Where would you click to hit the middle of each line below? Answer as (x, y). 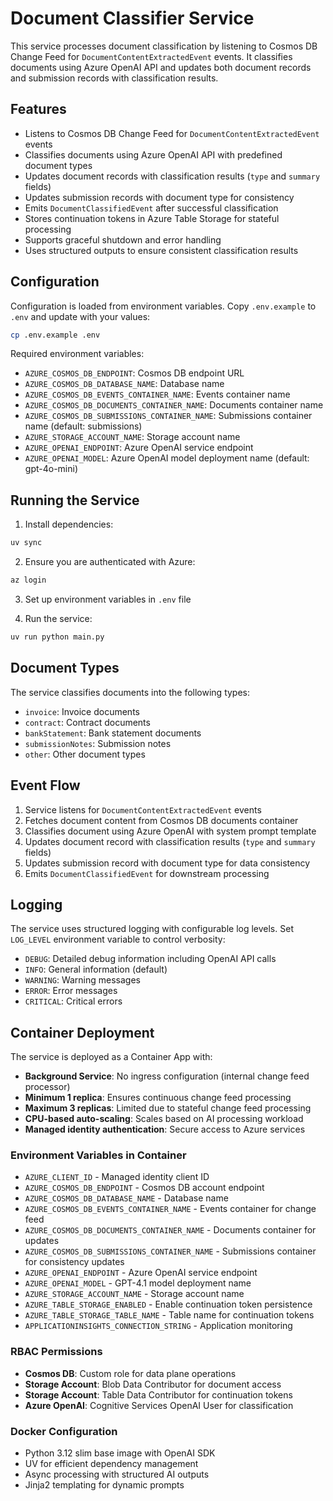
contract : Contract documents (87, 722)
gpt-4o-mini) (51, 469)
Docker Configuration (64, 1431)
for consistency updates (74, 1262)
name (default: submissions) (83, 426)
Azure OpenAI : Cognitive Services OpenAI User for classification (159, 1405)
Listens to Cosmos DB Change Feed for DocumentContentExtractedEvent (172, 133)
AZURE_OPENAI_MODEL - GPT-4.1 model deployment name (138, 1283)
